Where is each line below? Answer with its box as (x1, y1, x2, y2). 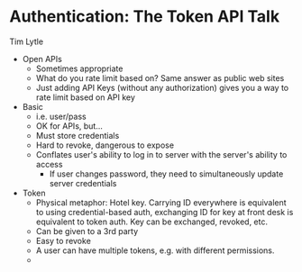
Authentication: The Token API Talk (9, 6, 280, 27)
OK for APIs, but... (35, 120, 104, 131)
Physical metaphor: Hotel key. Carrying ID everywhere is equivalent (35, 196, 287, 208)
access (35, 159, 63, 169)
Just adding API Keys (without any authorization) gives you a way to (35, 82, 289, 93)
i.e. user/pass (35, 111, 87, 122)
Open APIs (22, 53, 63, 64)
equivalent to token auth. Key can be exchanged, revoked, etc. (35, 216, 269, 227)
